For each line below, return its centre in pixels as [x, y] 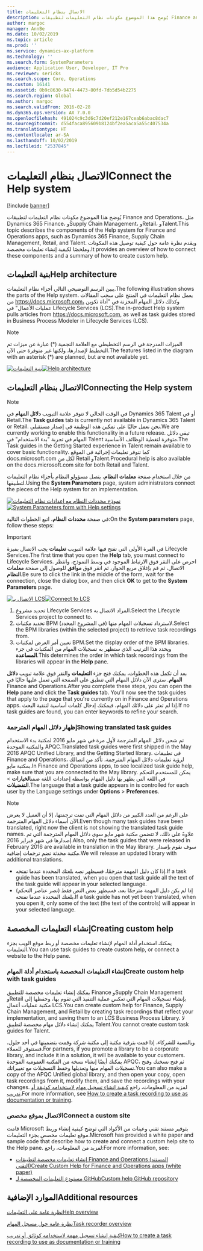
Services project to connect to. [54, 617]
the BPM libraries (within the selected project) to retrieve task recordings [106, 630]
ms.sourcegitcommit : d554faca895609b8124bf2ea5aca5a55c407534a [88, 124]
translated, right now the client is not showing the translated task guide [95, 828]
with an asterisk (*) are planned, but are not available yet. [78, 357]
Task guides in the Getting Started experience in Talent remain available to [99, 445]
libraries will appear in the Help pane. [62, 662]
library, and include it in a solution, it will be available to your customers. [96, 1055]
